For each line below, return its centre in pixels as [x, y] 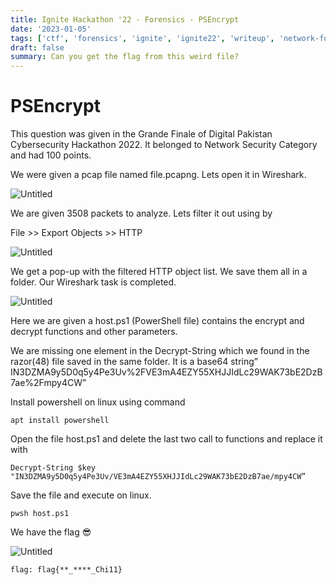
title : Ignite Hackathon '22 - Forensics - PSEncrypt [125, 19]
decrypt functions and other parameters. [94, 332]
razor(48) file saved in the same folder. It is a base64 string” [134, 362]
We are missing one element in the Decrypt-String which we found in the [160, 351]
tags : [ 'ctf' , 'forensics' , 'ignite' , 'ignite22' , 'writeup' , [142, 38]
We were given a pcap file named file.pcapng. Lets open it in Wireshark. [158, 175]
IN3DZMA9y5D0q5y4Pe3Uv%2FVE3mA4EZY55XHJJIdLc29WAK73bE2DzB [166, 372]
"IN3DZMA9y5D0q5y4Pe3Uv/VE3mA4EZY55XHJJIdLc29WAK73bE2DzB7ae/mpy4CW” [158, 477]
